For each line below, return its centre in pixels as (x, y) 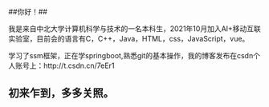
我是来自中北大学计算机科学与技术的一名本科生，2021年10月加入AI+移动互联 (134, 29)
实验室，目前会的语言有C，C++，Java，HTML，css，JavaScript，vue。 (129, 39)
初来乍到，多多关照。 (61, 93)
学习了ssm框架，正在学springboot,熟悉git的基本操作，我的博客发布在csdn (131, 55)
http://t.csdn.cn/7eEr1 (79, 65)
